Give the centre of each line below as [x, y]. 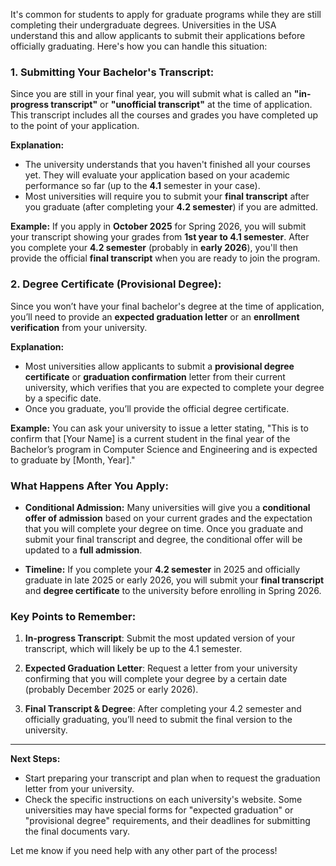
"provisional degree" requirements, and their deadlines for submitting [167, 821]
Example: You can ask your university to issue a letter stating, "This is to [159, 428]
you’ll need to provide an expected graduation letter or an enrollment [155, 316]
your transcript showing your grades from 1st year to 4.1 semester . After [160, 237]
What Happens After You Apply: [89, 486]
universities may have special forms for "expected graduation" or [159, 810]
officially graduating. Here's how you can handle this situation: [139, 46]
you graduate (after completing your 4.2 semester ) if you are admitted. [171, 207]
